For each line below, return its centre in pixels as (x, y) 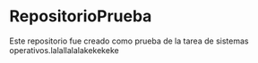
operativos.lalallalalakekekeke (64, 50)
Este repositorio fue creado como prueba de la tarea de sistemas (129, 41)
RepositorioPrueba (81, 16)
